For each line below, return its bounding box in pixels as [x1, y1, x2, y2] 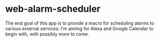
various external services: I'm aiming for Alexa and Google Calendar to [5, 25, 154, 31]
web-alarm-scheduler [5, 3, 101, 15]
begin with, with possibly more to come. [5, 31, 89, 37]
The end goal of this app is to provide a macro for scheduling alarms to [5, 20, 154, 26]
